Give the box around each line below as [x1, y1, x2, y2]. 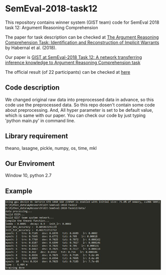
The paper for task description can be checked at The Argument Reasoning [5, 34, 159, 40]
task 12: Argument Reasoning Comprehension [5, 24, 98, 30]
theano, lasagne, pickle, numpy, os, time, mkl [5, 145, 97, 151]
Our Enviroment [5, 159, 55, 168]
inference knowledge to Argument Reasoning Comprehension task [5, 59, 141, 65]
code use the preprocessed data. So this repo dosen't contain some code [5, 102, 155, 108]
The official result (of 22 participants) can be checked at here [5, 69, 130, 75]
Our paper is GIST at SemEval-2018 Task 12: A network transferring [5, 54, 142, 60]
